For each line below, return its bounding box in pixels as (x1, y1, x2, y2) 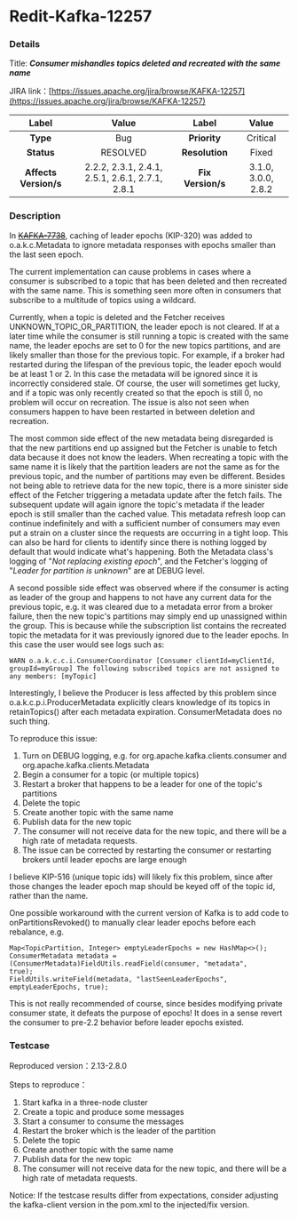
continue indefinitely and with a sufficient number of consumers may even (9, 517, 281, 528)
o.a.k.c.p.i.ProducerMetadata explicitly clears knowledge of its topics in (9, 696, 271, 708)
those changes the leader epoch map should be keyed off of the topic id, (9, 880, 276, 891)
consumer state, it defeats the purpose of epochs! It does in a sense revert (9, 1007, 283, 1018)
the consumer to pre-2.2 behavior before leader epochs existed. (9, 1016, 244, 1028)
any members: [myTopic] (9, 671, 98, 681)
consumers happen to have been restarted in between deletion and (9, 406, 255, 417)
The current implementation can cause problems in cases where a (9, 266, 251, 277)
